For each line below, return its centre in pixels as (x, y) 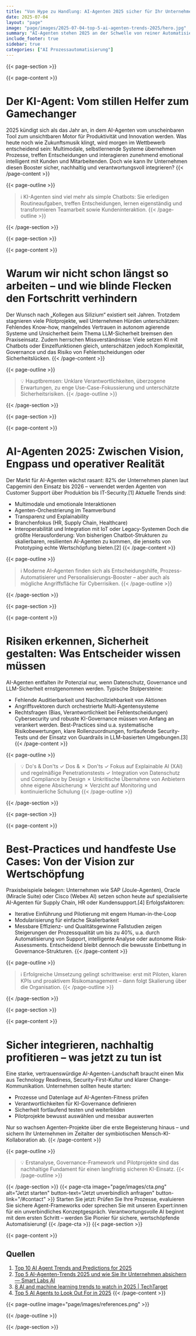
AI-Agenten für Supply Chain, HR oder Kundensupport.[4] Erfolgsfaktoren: (95, 902)
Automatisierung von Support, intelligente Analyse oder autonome (94, 939)
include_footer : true (32, 39)
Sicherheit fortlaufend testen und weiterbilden (70, 1110)
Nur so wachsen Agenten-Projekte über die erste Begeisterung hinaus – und (98, 1127)
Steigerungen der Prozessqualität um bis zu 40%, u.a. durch (87, 933)
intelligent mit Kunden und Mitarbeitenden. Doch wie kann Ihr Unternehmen (97, 161)
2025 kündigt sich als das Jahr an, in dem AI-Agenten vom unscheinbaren (95, 130)
